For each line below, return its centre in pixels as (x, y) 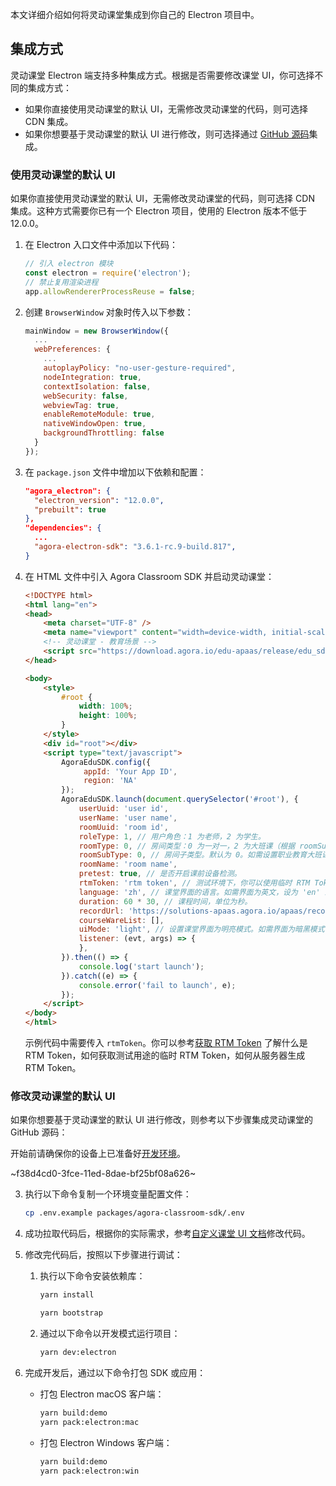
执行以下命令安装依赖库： (92, 1276)
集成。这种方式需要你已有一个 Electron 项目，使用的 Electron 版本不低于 (159, 211)
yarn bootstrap (71, 1313)
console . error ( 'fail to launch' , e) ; (157, 985)
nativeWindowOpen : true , (95, 424)
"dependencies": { (63, 528)
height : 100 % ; (108, 716)
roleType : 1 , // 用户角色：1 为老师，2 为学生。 (172, 836)
